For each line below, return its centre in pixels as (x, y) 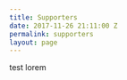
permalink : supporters (51, 34)
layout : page (34, 42)
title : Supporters (43, 17)
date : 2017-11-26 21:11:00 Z (63, 26)
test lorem (28, 68)
